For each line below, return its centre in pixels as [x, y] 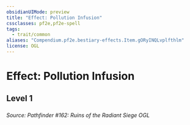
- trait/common [31, 35]
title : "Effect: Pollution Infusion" [54, 18]
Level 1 [20, 98]
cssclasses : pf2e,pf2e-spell [43, 23]
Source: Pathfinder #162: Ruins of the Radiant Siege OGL [78, 115]
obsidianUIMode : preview [38, 12]
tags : [13, 29]
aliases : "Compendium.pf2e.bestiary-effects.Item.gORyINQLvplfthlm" [95, 40]
